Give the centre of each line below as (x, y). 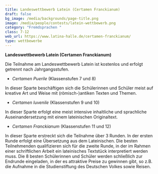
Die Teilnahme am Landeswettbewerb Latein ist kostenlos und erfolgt (74, 64)
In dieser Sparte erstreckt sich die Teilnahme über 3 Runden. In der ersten (79, 135)
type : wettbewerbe (24, 41)
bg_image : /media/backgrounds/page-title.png (52, 18)
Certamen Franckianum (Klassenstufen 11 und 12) (62, 126)
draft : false (18, 14)
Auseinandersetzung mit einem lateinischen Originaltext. (61, 117)
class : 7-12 (17, 32)
